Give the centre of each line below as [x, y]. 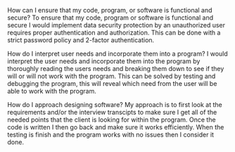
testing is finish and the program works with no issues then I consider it [111, 134]
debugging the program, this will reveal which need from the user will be [112, 83]
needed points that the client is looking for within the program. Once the [112, 120]
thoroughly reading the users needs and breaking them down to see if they [116, 69]
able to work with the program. [52, 91]
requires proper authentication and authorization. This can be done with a [114, 32]
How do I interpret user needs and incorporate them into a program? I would [118, 53]
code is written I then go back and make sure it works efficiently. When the [116, 127]
